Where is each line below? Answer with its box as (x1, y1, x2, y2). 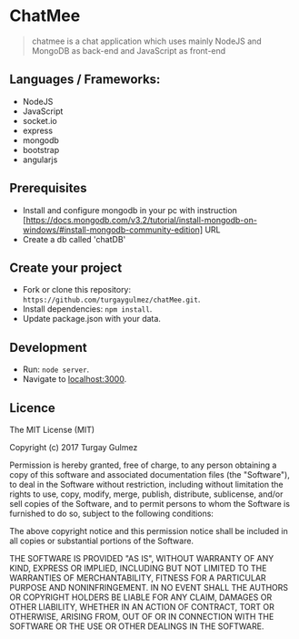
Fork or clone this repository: (22, 284, 132, 295)
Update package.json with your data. (22, 314, 162, 325)
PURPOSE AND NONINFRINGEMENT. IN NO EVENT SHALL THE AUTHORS (9, 582, 289, 593)
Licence (9, 400, 56, 416)
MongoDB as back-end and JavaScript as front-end (31, 45, 226, 56)
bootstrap (22, 144, 60, 155)
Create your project (9, 260, 123, 275)
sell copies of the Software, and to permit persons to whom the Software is (9, 499, 291, 509)
